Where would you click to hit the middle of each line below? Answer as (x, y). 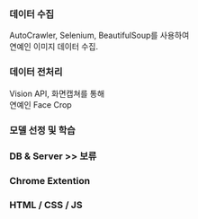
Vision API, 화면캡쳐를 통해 (57, 93)
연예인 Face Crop (40, 104)
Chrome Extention (50, 181)
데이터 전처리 (36, 72)
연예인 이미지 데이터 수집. (54, 47)
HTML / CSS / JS (46, 206)
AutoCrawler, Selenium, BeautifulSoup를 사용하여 (99, 35)
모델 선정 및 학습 (42, 130)
